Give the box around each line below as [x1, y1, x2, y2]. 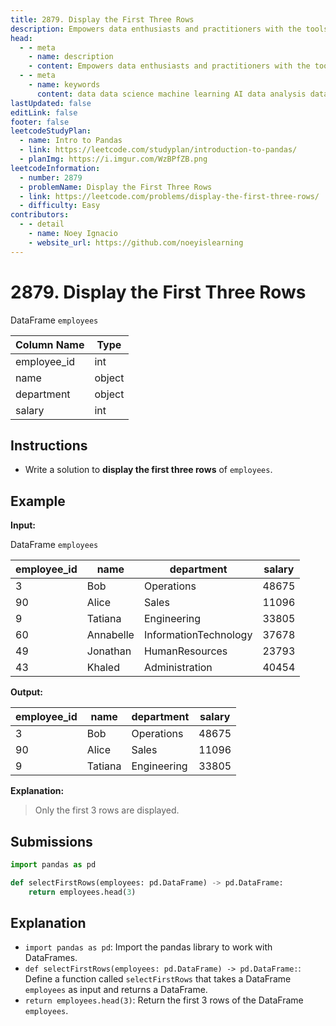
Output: [10, 686, 43, 698]
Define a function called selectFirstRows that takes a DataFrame [24, 973, 292, 985]
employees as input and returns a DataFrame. [24, 984, 208, 996]
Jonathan [86, 644, 132, 658]
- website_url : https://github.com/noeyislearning [28, 237, 244, 248]
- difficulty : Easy [19, 201, 101, 211]
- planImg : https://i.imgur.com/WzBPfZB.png [19, 154, 208, 164]
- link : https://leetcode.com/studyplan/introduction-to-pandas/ [19, 145, 298, 155]
